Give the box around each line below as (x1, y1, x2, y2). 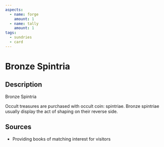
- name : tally (9, 21, 39, 26)
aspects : (5, 7, 23, 12)
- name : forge (9, 12, 39, 17)
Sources (5, 123, 32, 131)
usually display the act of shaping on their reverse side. (5, 108, 118, 114)
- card (9, 40, 23, 45)
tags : (5, 30, 16, 35)
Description (5, 80, 42, 89)
